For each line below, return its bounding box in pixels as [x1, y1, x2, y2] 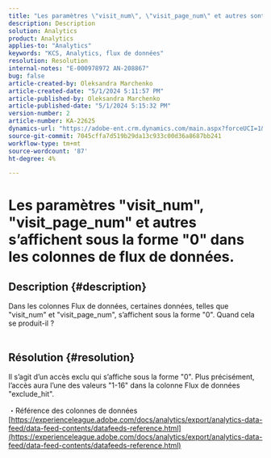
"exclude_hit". [8, 389, 55, 399]
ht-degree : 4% [8, 154, 56, 162]
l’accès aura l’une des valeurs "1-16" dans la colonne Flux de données [8, 380, 240, 390]
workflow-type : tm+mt [8, 139, 81, 148]
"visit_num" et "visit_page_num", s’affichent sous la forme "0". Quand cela [8, 310, 256, 320]
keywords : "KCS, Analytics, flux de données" [8, 49, 164, 57]
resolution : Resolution [8, 57, 89, 65]
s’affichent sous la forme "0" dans [8, 231, 244, 249]
